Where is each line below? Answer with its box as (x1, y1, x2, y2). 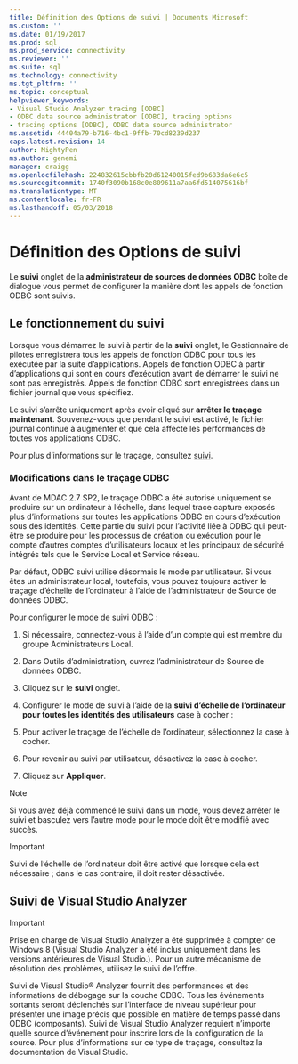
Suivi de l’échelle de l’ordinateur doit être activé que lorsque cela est (9, 858, 260, 869)
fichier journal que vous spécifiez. (9, 386, 133, 397)
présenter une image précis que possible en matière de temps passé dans (9, 1008, 281, 1019)
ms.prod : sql (9, 37, 58, 47)
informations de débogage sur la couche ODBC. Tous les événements (9, 989, 265, 1000)
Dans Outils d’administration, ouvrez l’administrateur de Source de (21, 655, 265, 666)
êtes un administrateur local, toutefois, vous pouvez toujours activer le (9, 575, 267, 586)
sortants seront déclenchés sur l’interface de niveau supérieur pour (9, 999, 257, 1010)
